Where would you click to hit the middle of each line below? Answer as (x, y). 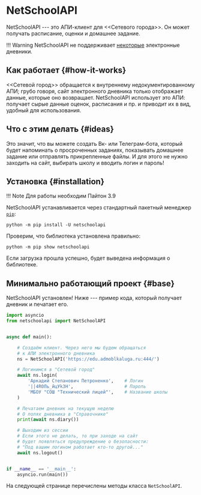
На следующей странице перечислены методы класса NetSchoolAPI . (94, 486)
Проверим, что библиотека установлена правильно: (73, 236)
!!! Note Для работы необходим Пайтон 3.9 (61, 196)
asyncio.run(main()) (43, 475)
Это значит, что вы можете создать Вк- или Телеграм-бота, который (94, 143)
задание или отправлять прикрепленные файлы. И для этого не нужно (97, 156)
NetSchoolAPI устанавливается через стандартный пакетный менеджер (99, 208)
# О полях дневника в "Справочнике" (63, 414)
